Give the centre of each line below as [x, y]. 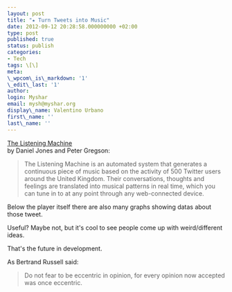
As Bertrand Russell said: [43, 261]
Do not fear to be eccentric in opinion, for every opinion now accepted [124, 275]
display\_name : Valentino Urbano [55, 110]
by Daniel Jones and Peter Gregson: [59, 151]
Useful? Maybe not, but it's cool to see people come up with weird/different [115, 227]
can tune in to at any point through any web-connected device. [114, 193]
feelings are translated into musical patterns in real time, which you [120, 186]
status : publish [30, 46]
